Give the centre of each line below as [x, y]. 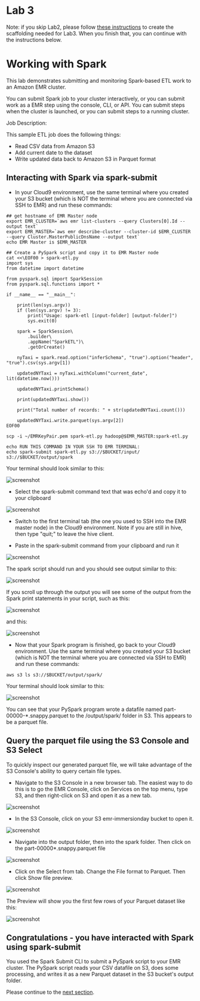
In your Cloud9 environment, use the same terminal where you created [102, 192]
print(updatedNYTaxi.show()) [53, 399]
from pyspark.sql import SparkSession [54, 279]
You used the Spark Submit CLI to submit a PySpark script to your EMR [93, 961]
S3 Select [24, 750]
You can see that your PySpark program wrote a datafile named [84, 709]
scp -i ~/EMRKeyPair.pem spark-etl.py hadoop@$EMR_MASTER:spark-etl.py [97, 436]
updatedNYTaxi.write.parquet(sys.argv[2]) [70, 420]
